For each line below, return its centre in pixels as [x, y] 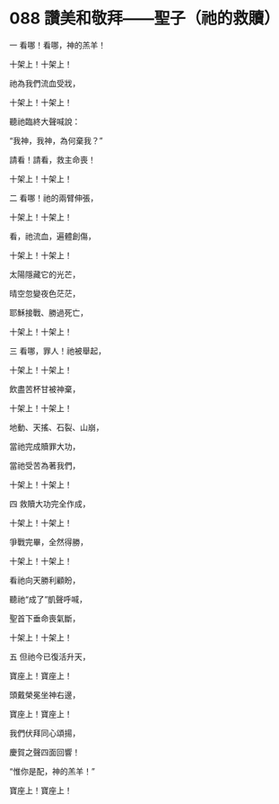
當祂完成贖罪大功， [45, 446]
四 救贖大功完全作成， [50, 504]
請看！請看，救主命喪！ [52, 159]
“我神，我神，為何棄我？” [56, 140]
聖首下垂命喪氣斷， [45, 618]
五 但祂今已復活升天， [50, 657]
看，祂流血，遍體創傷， [52, 236]
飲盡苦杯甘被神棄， [45, 389]
